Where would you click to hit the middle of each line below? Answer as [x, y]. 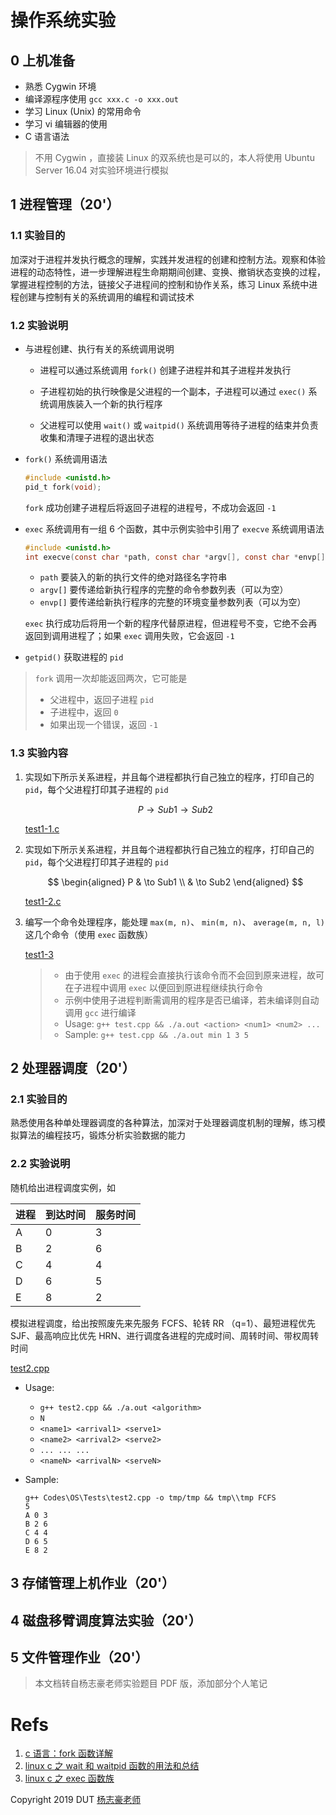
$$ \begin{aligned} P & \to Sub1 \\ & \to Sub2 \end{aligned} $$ [175, 882]
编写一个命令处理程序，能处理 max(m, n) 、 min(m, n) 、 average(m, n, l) [175, 922]
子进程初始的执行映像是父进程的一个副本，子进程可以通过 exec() [173, 391]
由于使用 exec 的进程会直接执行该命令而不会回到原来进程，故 [190, 975]
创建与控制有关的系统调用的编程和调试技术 [106, 297]
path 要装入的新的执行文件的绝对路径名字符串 [133, 577]
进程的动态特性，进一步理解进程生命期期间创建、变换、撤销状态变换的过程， [168, 272]
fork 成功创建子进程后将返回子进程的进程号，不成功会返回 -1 [150, 507]
